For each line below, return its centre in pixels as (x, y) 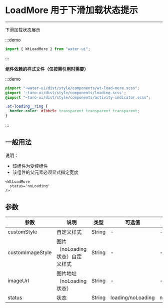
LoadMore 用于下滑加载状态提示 (72, 10)
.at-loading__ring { (27, 106)
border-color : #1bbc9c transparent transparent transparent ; (75, 111)
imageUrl (18, 280)
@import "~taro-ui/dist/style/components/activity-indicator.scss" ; (78, 97)
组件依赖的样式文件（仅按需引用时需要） (47, 69)
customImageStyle (30, 252)
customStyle (22, 232)
